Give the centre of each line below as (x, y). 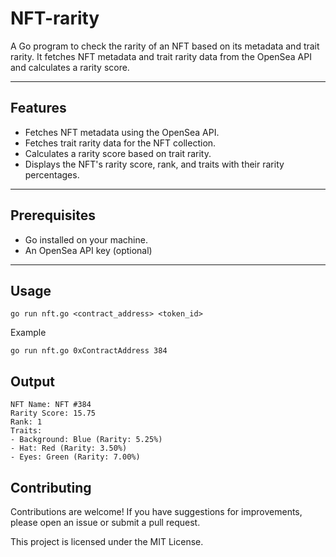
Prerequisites (53, 215)
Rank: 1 (26, 422)
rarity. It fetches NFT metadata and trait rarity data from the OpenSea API (161, 56)
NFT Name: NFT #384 (51, 405)
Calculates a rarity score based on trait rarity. (118, 153)
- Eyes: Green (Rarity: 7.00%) (75, 457)
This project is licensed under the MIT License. (107, 541)
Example (28, 333)
